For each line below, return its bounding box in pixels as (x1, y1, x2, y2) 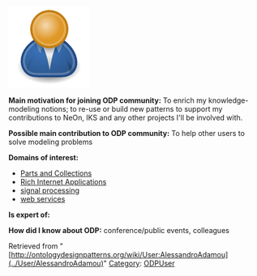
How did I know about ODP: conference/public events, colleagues (8, 226, 229, 235)
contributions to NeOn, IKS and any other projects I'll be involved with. (8, 113, 243, 122)
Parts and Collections (19, 168, 92, 178)
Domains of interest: (8, 153, 79, 162)
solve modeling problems (8, 137, 93, 146)
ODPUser (143, 258, 175, 268)
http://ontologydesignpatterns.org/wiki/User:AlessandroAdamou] (11, 250, 229, 259)
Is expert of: (8, 210, 50, 219)
